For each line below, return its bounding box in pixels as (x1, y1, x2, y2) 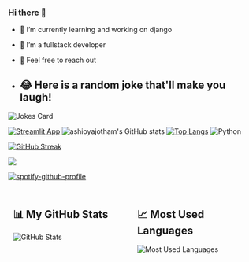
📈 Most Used (137, 208, 205, 221)
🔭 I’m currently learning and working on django (19, 25, 173, 35)
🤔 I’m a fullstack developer (19, 40, 106, 50)
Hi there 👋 (8, 7, 47, 18)
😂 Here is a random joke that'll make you (19, 78, 226, 91)
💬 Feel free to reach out (19, 55, 97, 65)
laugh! (19, 90, 53, 104)
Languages (137, 223, 194, 237)
